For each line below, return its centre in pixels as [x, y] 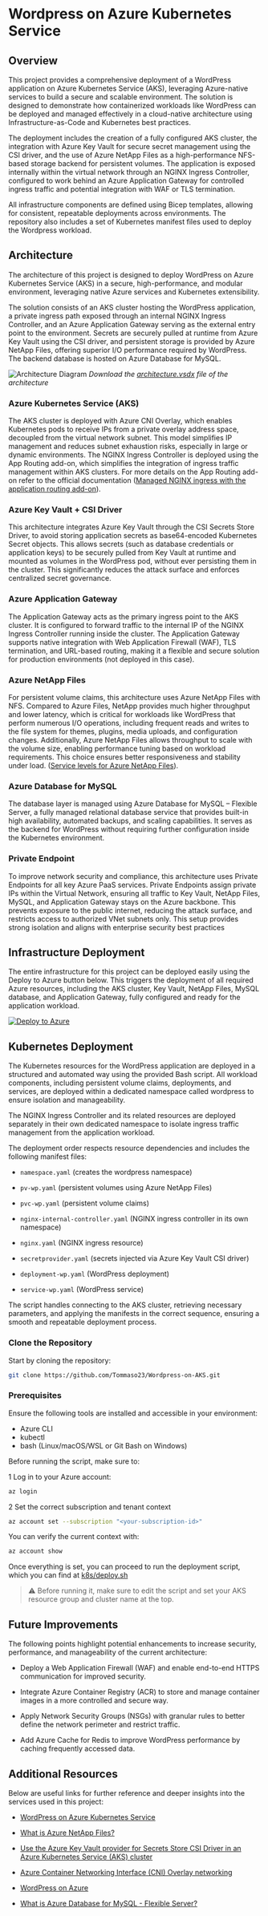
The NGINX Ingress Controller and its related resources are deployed [122, 1116]
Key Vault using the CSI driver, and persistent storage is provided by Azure [132, 341]
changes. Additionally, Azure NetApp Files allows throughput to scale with [130, 740]
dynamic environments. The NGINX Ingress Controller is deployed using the [134, 455]
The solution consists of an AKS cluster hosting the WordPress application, [132, 307]
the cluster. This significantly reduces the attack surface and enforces [124, 569]
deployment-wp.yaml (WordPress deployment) [95, 1274]
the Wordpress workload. [50, 230]
